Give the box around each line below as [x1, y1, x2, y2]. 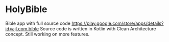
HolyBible [5, 4, 47, 15]
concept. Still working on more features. [5, 31, 90, 37]
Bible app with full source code [5, 20, 70, 26]
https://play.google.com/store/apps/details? [71, 20, 164, 26]
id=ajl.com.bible [5, 25, 39, 31]
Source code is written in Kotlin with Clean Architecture [40, 25, 156, 31]
